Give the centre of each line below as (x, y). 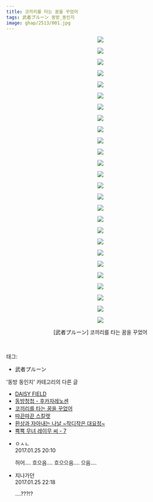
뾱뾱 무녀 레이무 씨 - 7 (41, 431)
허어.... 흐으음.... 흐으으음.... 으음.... (56, 463)
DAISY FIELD (30, 394)
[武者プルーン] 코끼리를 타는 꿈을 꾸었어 (100, 332)
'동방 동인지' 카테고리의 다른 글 (42, 382)
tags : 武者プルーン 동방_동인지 (40, 17)
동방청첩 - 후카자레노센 (42, 401)
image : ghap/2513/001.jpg (38, 23)
